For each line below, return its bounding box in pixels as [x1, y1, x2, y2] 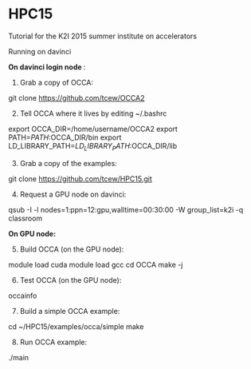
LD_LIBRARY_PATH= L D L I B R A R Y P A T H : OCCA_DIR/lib [8, 141, 178, 153]
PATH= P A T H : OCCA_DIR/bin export [8, 133, 122, 142]
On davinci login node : [8, 61, 86, 72]
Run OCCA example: [19, 337, 88, 347]
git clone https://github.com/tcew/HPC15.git [8, 173, 153, 184]
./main [8, 352, 29, 362]
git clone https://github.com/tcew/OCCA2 [8, 93, 145, 102]
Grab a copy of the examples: [19, 158, 117, 168]
